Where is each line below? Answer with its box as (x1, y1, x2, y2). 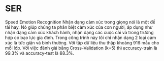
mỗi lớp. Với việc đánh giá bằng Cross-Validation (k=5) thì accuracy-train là (5, 45, 158, 51)
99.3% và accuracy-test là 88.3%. (5, 50, 75, 56)
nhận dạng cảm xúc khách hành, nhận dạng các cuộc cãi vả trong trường (5, 29, 154, 35)
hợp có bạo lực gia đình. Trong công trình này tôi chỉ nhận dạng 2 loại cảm (5, 35, 156, 41)
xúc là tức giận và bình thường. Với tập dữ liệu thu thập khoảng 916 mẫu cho (5, 40, 160, 45)
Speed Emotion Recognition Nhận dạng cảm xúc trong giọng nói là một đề (5, 19, 156, 25)
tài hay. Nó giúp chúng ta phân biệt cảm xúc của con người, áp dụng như (5, 24, 153, 30)
